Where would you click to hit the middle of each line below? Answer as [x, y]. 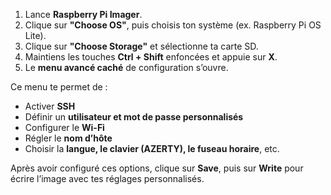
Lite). [35, 35]
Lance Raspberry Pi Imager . [83, 14]
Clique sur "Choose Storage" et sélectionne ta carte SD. [141, 46]
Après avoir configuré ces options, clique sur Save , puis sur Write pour [157, 168]
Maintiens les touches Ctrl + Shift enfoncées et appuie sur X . [151, 57]
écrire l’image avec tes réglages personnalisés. [107, 178]
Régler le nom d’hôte [68, 138]
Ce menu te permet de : [59, 87]
